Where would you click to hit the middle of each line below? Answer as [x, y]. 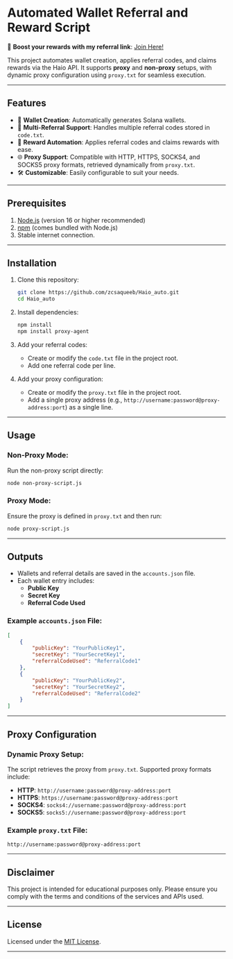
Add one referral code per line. [71, 365]
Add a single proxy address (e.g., [75, 400]
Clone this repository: [48, 280]
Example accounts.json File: [55, 621]
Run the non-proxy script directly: [55, 470]
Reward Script [49, 27]
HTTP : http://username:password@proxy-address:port [94, 790]
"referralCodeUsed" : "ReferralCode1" [86, 661]
